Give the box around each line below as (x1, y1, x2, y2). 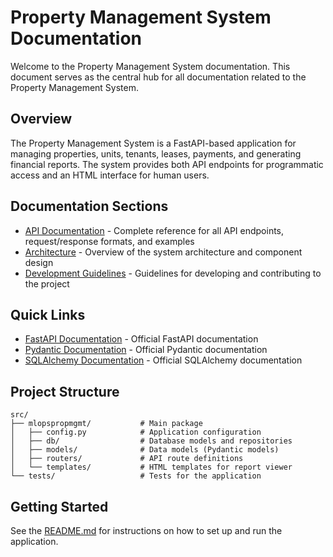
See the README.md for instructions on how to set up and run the (10, 525, 283, 536)
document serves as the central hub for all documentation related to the (10, 71, 307, 83)
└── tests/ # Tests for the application (10, 471, 262, 481)
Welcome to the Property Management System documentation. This (10, 60, 291, 72)
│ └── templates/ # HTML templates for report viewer (10, 462, 293, 473)
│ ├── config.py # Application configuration (10, 427, 262, 438)
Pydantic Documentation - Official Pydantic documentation (24, 344, 268, 356)
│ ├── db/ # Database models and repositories (10, 436, 293, 446)
